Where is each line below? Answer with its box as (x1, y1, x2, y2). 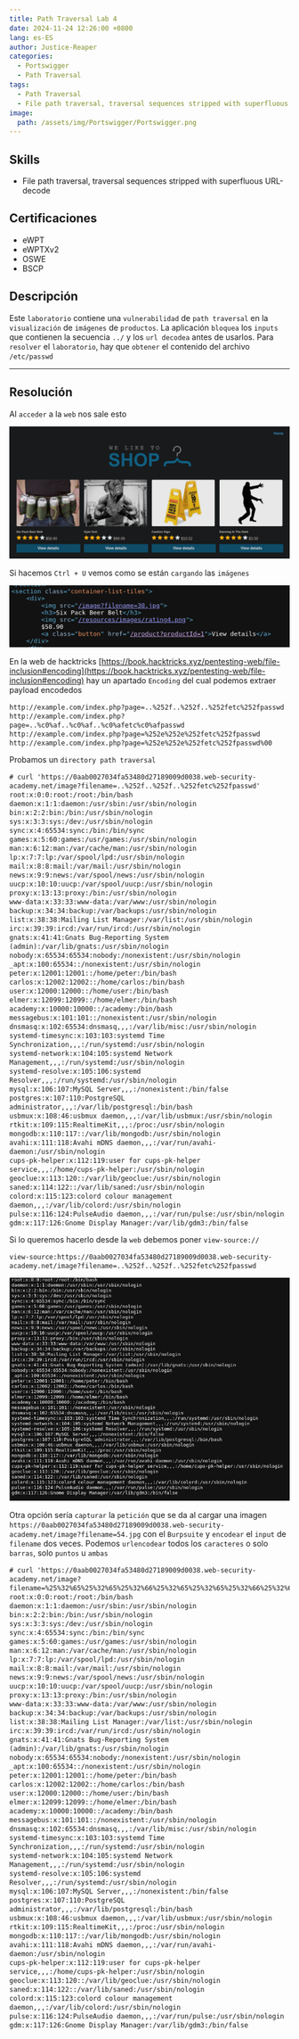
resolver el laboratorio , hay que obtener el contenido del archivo (9, 341, 251, 351)
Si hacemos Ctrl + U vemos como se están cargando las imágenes (9, 567, 250, 578)
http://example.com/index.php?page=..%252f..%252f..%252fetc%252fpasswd (9, 703, 285, 713)
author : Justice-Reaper (9, 43, 98, 52)
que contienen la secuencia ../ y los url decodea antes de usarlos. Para (9, 331, 274, 343)
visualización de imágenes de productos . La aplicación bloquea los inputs (9, 322, 279, 333)
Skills (9, 152, 40, 167)
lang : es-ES (9, 33, 53, 42)
